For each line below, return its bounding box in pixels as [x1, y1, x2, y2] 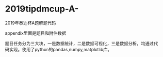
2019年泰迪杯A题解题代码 [5, 20, 56, 26]
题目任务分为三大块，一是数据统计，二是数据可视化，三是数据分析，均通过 [5, 40, 154, 46]
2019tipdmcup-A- [5, 3, 79, 14]
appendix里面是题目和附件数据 [5, 30, 66, 36]
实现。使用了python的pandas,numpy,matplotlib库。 [9, 46, 112, 52]
